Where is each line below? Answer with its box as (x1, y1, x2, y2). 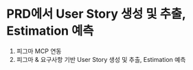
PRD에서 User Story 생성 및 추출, (6, 6, 186, 22)
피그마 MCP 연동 (16, 47, 62, 55)
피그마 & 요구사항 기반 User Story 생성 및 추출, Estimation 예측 (16, 55, 186, 63)
